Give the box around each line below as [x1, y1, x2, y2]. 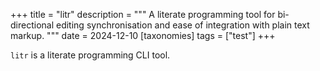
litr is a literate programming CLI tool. [10, 49, 171, 61]
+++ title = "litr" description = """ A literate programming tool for [10, 9, 276, 20]
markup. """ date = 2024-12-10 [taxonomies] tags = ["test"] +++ [10, 30, 276, 41]
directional [10, 19, 55, 31]
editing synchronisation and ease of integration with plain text [55, 19, 310, 31]
